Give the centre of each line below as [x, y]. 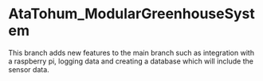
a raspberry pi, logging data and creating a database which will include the [131, 61]
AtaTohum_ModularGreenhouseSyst [131, 14]
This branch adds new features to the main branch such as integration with [131, 52]
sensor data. [29, 69]
